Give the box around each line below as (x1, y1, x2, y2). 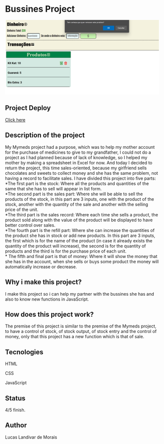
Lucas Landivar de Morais (5, 434, 58, 440)
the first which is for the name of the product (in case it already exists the (5, 237, 153, 243)
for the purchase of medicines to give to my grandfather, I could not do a (5, 149, 151, 155)
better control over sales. (5, 222, 56, 228)
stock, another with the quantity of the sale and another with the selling (5, 201, 148, 207)
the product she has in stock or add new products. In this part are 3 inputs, (5, 233, 155, 238)
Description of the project (5, 131, 85, 140)
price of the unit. (5, 207, 39, 212)
